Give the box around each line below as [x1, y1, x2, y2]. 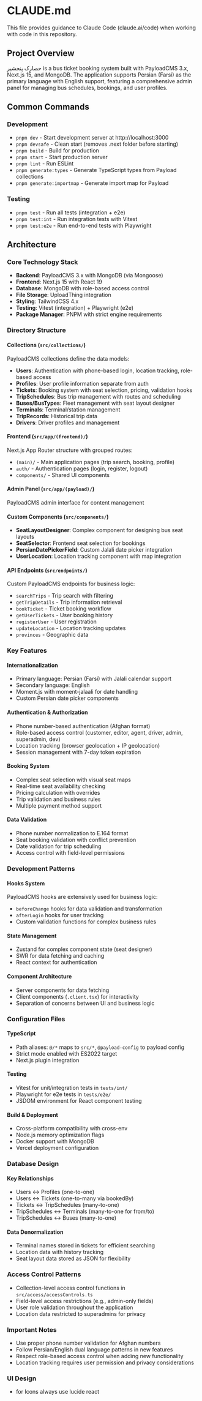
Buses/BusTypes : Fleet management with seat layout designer [15, 399, 175, 407]
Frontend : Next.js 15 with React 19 [15, 278, 103, 285]
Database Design [7, 1160, 59, 1168]
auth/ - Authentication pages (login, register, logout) [15, 465, 148, 472]
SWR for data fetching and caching [15, 952, 105, 960]
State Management [7, 932, 57, 939]
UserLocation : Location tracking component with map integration [15, 552, 182, 560]
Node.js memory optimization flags [15, 1131, 105, 1139]
